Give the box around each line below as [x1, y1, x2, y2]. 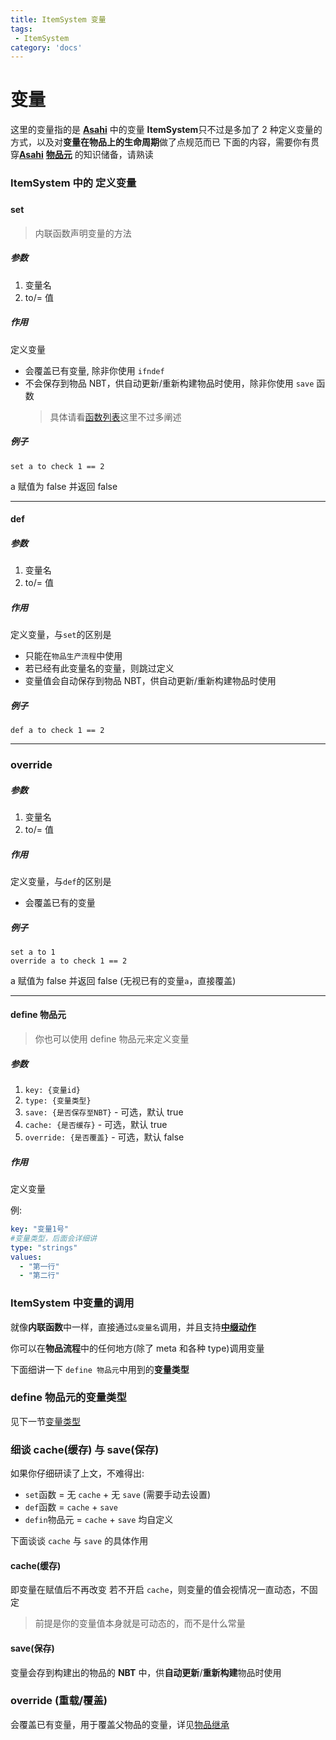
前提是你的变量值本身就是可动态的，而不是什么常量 [34, 1617, 246, 1630]
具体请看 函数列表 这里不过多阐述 [49, 411, 182, 423]
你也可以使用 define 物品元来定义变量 [34, 1033, 190, 1045]
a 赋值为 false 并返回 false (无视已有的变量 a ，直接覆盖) [10, 974, 237, 986]
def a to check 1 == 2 [10, 726, 105, 736]
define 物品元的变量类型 [10, 1391, 127, 1405]
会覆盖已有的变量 [24, 896, 96, 908]
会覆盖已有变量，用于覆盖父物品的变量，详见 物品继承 [10, 1718, 230, 1730]
